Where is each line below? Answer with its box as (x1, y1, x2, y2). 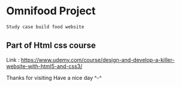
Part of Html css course (6, 41, 96, 51)
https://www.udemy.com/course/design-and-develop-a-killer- (20, 56, 175, 63)
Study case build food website (6, 24, 85, 30)
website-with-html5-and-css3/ (6, 63, 83, 70)
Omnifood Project (6, 4, 96, 18)
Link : (6, 56, 20, 63)
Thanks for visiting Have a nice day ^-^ (6, 74, 102, 81)
